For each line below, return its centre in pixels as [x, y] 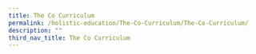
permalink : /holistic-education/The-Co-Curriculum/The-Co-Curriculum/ [128, 23]
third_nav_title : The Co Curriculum [69, 38]
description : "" [35, 30]
